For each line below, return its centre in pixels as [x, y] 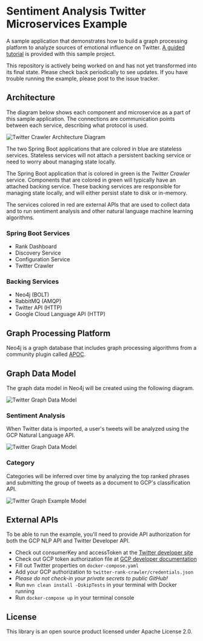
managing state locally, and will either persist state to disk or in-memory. [97, 193]
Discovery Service [38, 253]
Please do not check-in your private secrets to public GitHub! [92, 578]
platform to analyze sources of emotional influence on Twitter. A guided [95, 47]
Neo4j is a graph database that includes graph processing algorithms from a [101, 348]
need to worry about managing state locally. [61, 162]
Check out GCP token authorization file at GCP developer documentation [106, 559]
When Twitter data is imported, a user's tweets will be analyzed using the [98, 429]
